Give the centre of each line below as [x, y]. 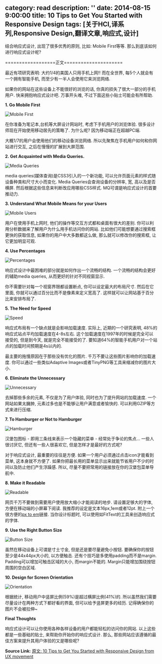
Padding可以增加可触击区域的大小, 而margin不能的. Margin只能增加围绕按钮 [80, 561]
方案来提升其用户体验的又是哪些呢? [44, 640]
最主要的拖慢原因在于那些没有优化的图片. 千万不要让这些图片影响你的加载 [78, 356]
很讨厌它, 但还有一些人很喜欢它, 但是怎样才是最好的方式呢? [64, 444]
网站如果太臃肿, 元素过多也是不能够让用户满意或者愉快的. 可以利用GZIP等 [78, 403]
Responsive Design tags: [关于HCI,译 [61, 24]
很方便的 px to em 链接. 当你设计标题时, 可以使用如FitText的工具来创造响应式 [80, 514]
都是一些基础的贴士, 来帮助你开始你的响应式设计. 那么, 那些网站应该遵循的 [79, 634]
